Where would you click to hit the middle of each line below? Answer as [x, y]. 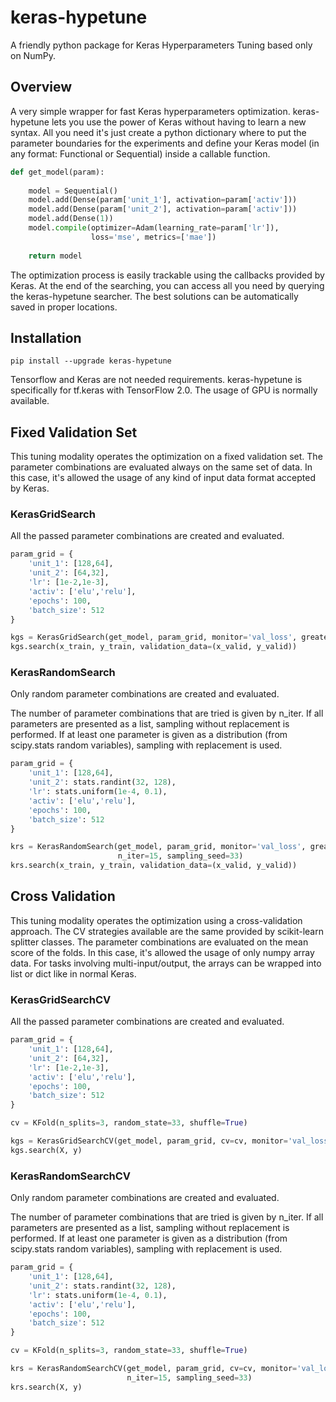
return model [55, 256]
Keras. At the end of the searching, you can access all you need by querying [167, 285]
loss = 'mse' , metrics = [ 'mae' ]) [153, 237]
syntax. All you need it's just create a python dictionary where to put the [158, 132]
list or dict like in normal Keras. [73, 973]
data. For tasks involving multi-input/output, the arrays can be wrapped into [166, 963]
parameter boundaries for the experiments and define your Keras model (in [165, 143]
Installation [46, 337]
